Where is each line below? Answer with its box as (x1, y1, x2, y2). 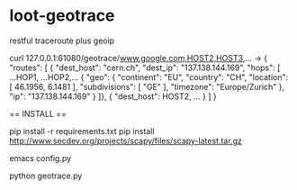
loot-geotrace (9, 5, 115, 26)
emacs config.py (9, 152, 72, 163)
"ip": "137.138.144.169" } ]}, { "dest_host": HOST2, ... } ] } (9, 91, 218, 102)
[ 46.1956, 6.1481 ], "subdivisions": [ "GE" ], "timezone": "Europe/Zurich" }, (9, 81, 285, 92)
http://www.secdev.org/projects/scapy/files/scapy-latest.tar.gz (9, 135, 243, 146)
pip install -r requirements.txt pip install (9, 125, 155, 136)
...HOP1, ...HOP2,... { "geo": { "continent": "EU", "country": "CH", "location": (9, 71, 289, 82)
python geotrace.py (9, 170, 83, 181)
